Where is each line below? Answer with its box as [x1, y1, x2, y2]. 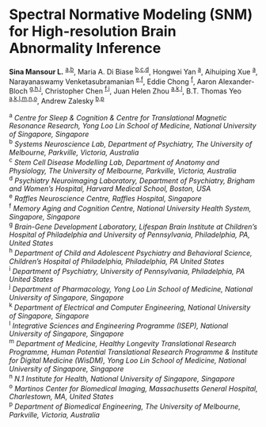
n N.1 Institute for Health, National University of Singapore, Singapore [9, 372, 236, 383]
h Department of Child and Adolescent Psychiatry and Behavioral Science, [9, 247, 253, 257]
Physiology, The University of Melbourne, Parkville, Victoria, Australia [9, 166, 237, 175]
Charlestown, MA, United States [9, 392, 114, 402]
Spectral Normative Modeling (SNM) [9, 6, 253, 24]
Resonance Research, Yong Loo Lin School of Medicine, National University [9, 121, 256, 131]
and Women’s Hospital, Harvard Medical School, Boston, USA [9, 184, 211, 193]
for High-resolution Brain [9, 22, 177, 40]
